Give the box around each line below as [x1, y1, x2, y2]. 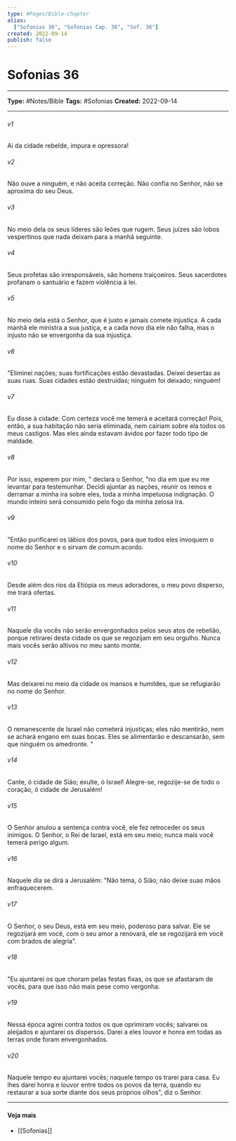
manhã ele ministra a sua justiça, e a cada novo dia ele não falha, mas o [7, 324, 215, 332]
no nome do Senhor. [7, 687, 67, 695]
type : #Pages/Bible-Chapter [7, 10, 90, 18]
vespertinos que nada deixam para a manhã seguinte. [7, 232, 163, 240]
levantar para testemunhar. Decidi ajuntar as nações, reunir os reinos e [7, 482, 212, 491]
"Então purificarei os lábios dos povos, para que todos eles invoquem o [7, 535, 214, 544]
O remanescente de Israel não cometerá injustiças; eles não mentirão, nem [7, 724, 224, 733]
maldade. [7, 437, 34, 445]
